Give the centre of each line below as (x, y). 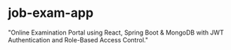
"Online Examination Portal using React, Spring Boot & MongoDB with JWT (116, 32)
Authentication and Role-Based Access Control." (78, 39)
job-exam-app (51, 13)
